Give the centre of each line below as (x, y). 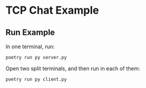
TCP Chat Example (52, 10)
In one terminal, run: (30, 46)
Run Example (30, 32)
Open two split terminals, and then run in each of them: (73, 68)
